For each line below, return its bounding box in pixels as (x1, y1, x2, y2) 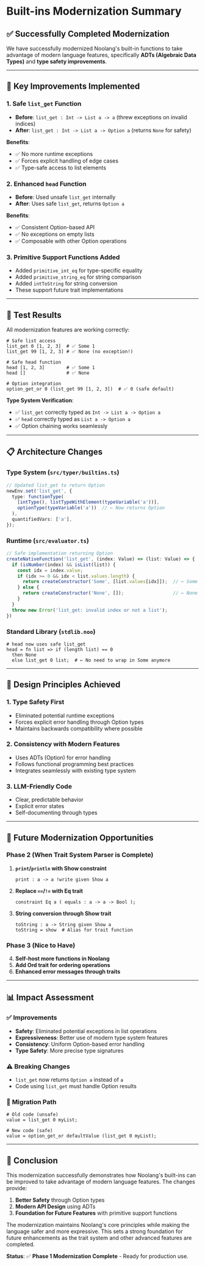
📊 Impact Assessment (6, 992, 95, 1003)
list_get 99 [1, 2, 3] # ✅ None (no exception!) (6, 348, 134, 355)
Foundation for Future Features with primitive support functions (15, 1209, 178, 1217)
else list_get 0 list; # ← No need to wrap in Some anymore (12, 657, 171, 663)
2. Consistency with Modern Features (6, 740, 120, 748)
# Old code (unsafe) (6, 1111, 59, 1118)
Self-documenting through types (15, 809, 98, 817)
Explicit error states (15, 803, 65, 810)
